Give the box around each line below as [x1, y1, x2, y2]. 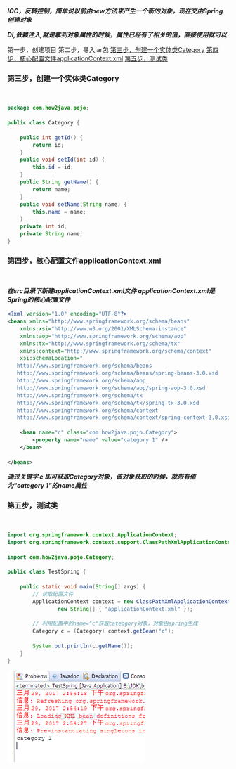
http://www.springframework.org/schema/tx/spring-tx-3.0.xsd [16, 399, 199, 406]
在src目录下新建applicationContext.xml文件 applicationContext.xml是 [7, 287, 216, 295]
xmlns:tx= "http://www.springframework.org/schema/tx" [20, 340, 181, 347]
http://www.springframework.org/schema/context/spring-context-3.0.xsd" [16, 414, 234, 421]
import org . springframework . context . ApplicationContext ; [7, 531, 178, 538]
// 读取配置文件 [32, 590, 74, 597]
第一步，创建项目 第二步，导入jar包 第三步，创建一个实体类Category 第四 [7, 46, 219, 53]
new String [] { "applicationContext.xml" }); [57, 605, 193, 612]
